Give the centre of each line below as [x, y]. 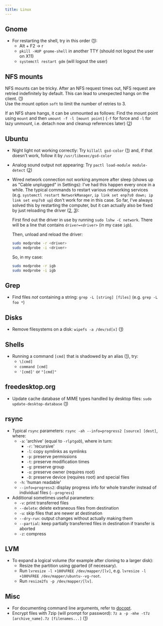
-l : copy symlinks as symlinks [57, 451]
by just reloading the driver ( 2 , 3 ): [45, 210]
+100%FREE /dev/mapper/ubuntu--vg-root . [60, 576]
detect [19, 171]
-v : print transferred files [44, 503]
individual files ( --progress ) [47, 492]
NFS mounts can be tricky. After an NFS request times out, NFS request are [80, 88]
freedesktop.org [30, 387]
